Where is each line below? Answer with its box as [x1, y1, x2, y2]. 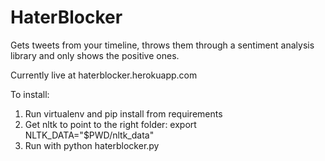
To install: [10, 88, 50, 100]
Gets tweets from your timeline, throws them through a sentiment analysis [10, 39, 315, 51]
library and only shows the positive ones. [10, 49, 180, 61]
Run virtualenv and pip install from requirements [24, 107, 223, 120]
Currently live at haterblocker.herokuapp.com [10, 69, 198, 81]
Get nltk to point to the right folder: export [24, 118, 197, 130]
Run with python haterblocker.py [24, 139, 160, 151]
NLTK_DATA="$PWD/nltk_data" [24, 129, 155, 141]
